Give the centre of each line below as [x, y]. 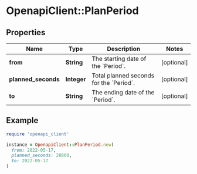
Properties [26, 33]
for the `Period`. [113, 83]
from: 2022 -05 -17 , [34, 150]
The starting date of [119, 59]
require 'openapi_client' [38, 134]
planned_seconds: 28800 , [42, 156]
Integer [76, 79]
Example [22, 120]
